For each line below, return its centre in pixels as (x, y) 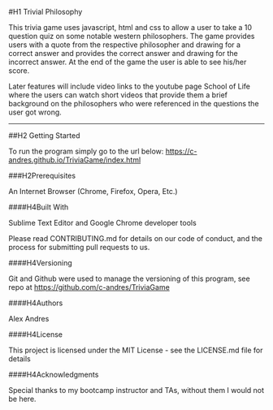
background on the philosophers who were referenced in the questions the (134, 104)
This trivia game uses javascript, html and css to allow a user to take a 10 (130, 27)
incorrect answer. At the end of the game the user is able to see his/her (128, 62)
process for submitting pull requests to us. (79, 247)
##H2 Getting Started (44, 136)
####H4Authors (36, 303)
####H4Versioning (40, 263)
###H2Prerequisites (42, 175)
